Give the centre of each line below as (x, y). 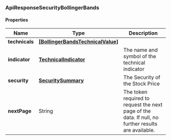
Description (143, 33)
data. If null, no (141, 118)
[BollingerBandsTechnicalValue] (79, 42)
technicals (21, 42)
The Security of (141, 77)
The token (135, 92)
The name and (140, 50)
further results (140, 124)
